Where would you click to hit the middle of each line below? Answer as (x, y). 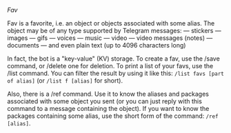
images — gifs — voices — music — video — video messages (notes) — (110, 38)
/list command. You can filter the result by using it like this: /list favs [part (115, 73)
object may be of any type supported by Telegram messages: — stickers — (114, 31)
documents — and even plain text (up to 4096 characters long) (97, 45)
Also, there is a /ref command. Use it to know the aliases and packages (108, 94)
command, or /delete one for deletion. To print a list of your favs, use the (110, 66)
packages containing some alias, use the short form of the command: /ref (113, 116)
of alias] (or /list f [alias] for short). (65, 81)
